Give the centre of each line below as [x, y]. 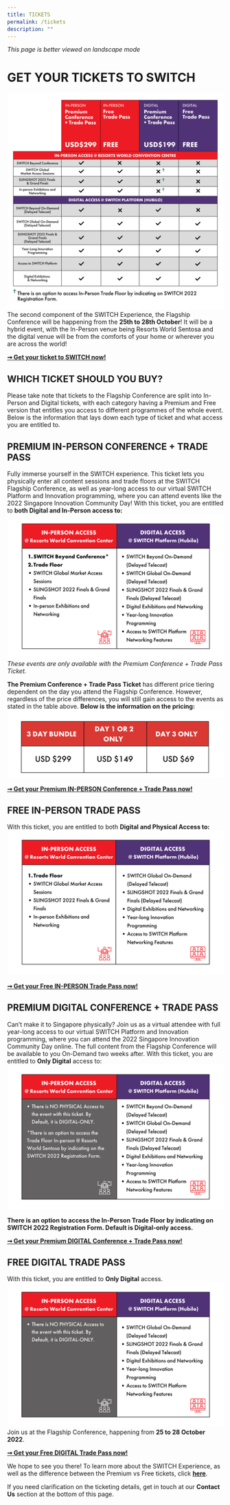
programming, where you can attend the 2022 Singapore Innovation [103, 1039]
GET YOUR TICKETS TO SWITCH [101, 77]
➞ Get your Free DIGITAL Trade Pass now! [68, 1453]
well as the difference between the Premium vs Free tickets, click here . [107, 1473]
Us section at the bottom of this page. [61, 1494]
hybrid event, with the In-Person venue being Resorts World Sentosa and [111, 329]
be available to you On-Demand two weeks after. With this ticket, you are [110, 1053]
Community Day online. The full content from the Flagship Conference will [112, 1046]
